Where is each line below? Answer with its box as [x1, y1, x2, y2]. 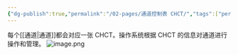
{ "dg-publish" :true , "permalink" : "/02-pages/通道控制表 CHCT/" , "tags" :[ [7, 10, 219, 18]
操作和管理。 [7, 39, 45, 48]
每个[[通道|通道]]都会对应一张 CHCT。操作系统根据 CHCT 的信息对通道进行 [7, 30, 227, 39]
